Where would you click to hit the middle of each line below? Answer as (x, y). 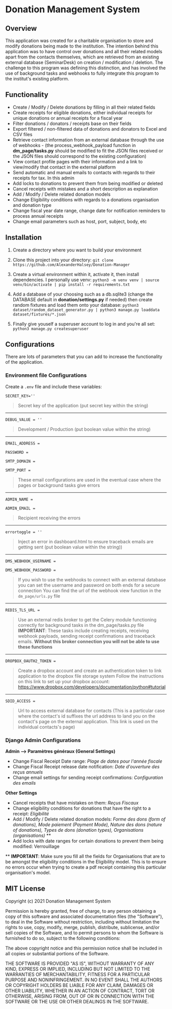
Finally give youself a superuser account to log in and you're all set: (84, 324)
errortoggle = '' (24, 532)
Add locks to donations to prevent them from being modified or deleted (88, 183)
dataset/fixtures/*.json (39, 314)
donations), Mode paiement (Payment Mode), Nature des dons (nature (87, 825)
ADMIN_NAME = (19, 499)
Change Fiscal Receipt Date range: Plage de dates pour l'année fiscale (87, 761)
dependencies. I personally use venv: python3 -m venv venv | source (86, 280)
